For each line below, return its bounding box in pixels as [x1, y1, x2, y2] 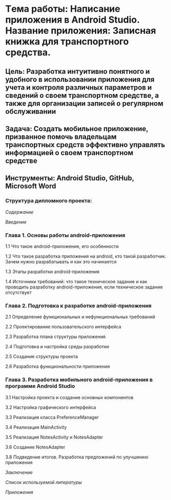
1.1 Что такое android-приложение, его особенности [5, 243, 119, 249]
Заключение [5, 469, 33, 475]
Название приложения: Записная [5, 25, 156, 36]
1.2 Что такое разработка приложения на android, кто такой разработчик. [5, 253, 166, 259]
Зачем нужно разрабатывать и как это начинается [5, 258, 117, 264]
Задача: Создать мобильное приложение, [5, 124, 148, 133]
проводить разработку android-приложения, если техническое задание [5, 284, 163, 290]
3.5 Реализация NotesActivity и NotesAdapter [5, 434, 103, 440]
